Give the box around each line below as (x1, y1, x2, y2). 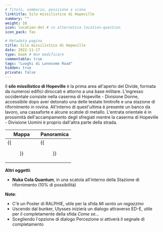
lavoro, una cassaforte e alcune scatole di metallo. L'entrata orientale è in (5, 109, 152, 115)
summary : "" (5, 16, 29, 21)
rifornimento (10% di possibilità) (12, 182, 76, 187)
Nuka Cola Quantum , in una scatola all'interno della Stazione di (12, 177, 140, 182)
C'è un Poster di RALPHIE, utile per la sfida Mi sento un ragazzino (12, 201, 144, 206)
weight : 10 (5, 20, 27, 26)
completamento (12, 221, 44, 227)
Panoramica (40, 131, 69, 137)
